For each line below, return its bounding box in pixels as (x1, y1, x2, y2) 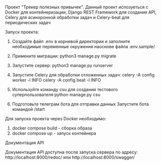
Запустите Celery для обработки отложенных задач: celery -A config (12, 72, 155, 77)
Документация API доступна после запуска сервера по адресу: (5, 149, 138, 155)
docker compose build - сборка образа (12, 125, 92, 131)
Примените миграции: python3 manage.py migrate (12, 53, 117, 59)
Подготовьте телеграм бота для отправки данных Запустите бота (12, 101, 149, 107)
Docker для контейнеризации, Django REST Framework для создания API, (5, 9, 157, 15)
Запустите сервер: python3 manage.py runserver (12, 63, 113, 68)
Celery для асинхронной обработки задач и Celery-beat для (5, 15, 130, 20)
